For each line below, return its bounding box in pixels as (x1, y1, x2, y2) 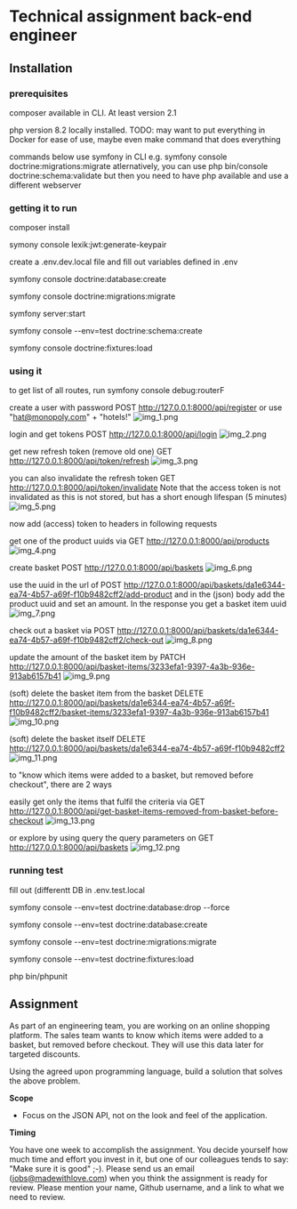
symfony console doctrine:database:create (9, 274, 167, 285)
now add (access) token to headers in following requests (9, 519, 218, 529)
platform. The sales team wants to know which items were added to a (9, 1029, 264, 1040)
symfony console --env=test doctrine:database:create (9, 919, 208, 930)
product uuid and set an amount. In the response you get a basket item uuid (9, 599, 287, 609)
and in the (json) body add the (173, 589, 285, 600)
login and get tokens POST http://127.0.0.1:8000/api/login (9, 429, 218, 439)
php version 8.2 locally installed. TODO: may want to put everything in (9, 125, 266, 135)
